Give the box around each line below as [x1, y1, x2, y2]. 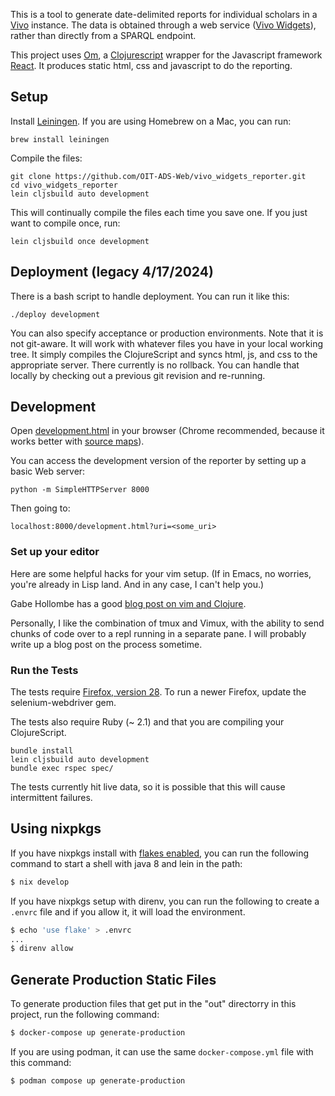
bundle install [10, 746, 74, 756]
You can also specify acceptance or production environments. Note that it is [10, 327, 324, 339]
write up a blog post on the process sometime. [10, 638, 203, 650]
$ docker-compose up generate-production [10, 1028, 186, 1038]
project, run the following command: [10, 1009, 160, 1021]
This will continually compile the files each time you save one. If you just [10, 206, 308, 218]
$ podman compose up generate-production [10, 1076, 186, 1086]
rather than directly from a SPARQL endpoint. [10, 30, 197, 41]
